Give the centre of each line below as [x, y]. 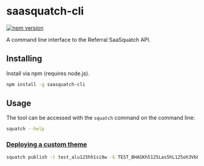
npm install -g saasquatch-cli [46, 84]
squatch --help [25, 129]
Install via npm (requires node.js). [48, 73]
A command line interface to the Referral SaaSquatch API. [79, 39]
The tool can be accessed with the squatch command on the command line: [101, 118]
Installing [24, 59]
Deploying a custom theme [47, 145]
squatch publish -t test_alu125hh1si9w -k [61, 157]
